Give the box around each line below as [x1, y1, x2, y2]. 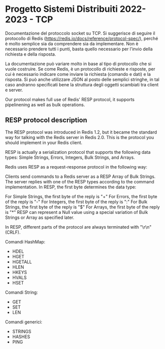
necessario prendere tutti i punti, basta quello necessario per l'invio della [5, 46, 153, 52]
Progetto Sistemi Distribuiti [5, 3, 118, 15]
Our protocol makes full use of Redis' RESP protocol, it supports [5, 96, 134, 102]
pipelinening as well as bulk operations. [5, 102, 85, 107]
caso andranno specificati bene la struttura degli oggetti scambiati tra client [5, 81, 159, 87]
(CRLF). [5, 229, 21, 235]
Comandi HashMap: [5, 239, 45, 244]
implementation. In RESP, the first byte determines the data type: [5, 184, 136, 190]
